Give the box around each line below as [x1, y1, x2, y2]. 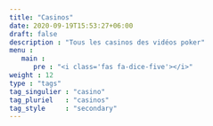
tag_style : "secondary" [9, 104, 118, 113]
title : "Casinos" [9, 12, 74, 22]
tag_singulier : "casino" [9, 87, 105, 96]
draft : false [9, 29, 58, 38]
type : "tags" [9, 79, 62, 88]
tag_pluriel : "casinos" [9, 95, 110, 105]
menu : [9, 46, 34, 55]
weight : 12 [9, 71, 53, 80]
